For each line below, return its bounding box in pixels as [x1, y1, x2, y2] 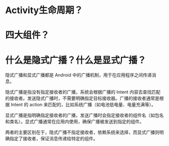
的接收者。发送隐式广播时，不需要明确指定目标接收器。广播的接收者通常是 [5, 95, 159, 101]
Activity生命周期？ [5, 5, 83, 16]
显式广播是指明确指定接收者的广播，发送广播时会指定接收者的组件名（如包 [5, 112, 159, 118]
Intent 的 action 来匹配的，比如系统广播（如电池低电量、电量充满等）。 [11, 102, 156, 108]
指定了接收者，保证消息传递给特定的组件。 [9, 135, 98, 141]
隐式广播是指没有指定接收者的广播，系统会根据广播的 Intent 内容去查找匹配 [5, 89, 161, 95]
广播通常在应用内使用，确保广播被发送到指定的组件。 [33, 119, 144, 125]
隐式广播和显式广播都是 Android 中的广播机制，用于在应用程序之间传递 [5, 72, 152, 78]
